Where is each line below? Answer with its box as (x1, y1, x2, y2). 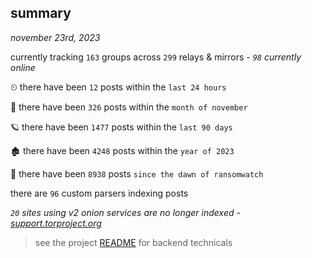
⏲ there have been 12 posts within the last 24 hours (10, 81, 227, 93)
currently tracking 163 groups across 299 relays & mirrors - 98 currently (10, 51, 302, 63)
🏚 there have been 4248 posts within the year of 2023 (10, 144, 235, 156)
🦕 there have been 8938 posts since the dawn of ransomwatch (10, 167, 264, 180)
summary (10, 5, 72, 22)
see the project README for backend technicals (34, 236, 233, 248)
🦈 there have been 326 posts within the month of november (10, 101, 248, 113)
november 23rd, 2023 (10, 31, 101, 43)
